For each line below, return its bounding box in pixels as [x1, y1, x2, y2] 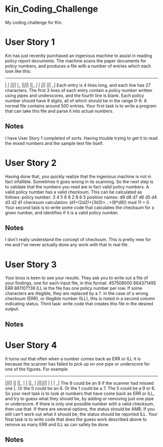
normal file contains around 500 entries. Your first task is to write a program [5, 103, 157, 109]
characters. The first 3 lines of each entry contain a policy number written [5, 87, 153, 93]
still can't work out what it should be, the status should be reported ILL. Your [5, 411, 158, 417]
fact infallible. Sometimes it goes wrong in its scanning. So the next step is [5, 179, 154, 185]
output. [5, 306, 19, 312]
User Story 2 [5, 157, 57, 168]
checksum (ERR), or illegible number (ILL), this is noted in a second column [5, 296, 155, 301]
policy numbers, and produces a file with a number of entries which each [5, 63, 151, 69]
